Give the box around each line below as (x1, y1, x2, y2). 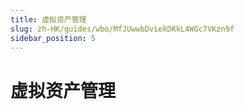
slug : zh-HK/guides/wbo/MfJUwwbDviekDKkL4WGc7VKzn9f (10, 24, 235, 34)
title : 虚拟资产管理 (10, 14, 87, 25)
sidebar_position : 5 (10, 33, 97, 43)
